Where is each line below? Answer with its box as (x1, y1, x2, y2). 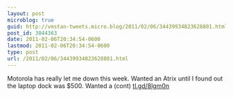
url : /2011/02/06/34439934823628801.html (7, 55, 129, 62)
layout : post (7, 10, 45, 17)
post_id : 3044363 (7, 29, 58, 37)
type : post (7, 49, 39, 56)
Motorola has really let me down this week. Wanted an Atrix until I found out (7, 74, 223, 82)
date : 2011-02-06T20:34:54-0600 (7, 36, 101, 43)
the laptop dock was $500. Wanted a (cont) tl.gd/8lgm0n (7, 81, 170, 90)
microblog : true (7, 17, 54, 24)
